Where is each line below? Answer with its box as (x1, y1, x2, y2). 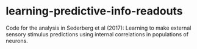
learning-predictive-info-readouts (5, 4, 184, 18)
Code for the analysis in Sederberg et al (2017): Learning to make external (5, 24, 192, 31)
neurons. (5, 37, 28, 44)
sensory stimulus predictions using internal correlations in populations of (5, 30, 189, 38)
